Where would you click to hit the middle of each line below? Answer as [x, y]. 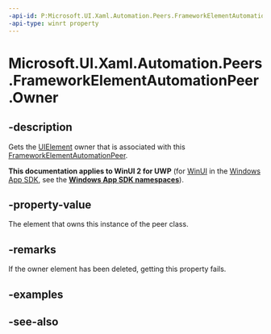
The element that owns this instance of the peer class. [98, 224]
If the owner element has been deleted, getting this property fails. [117, 269]
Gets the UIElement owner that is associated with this [97, 147]
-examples [36, 294]
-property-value [50, 205]
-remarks [32, 250]
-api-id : [23, 16]
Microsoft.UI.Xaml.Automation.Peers [135, 63]
